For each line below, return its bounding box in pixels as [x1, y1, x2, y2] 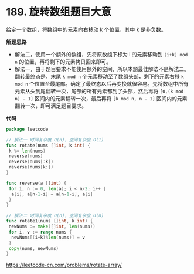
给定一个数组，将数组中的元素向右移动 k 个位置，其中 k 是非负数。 [6, 26, 167, 33]
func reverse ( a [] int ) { [6, 180, 67, 186]
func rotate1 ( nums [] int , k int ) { [6, 218, 93, 224]
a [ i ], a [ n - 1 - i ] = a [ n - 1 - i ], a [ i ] [11, 191, 93, 197]
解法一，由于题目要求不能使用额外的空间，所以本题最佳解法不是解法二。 [14, 65, 189, 72]
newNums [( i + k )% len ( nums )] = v [11, 234, 85, 241]
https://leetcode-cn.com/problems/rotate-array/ [6, 262, 122, 269]
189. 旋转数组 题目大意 [6, 5, 111, 19]
